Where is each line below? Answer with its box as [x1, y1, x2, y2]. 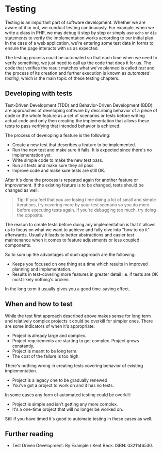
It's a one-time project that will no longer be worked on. [12, 406, 124, 412]
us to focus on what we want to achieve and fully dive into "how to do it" [5, 227, 150, 233]
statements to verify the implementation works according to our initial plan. [5, 35, 155, 41]
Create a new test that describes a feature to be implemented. [12, 142, 136, 148]
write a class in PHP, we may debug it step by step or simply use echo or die [5, 30, 157, 35]
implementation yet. [12, 152, 52, 158]
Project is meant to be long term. [12, 348, 78, 354]
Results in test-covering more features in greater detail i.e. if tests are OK [12, 271, 158, 277]
